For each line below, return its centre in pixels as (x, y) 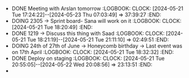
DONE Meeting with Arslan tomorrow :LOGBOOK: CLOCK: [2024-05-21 (97, 9)
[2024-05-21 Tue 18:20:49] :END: (52, 27)
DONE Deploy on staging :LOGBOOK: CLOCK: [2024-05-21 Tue (88, 58)
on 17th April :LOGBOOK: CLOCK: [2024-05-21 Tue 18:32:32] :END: (93, 52)
